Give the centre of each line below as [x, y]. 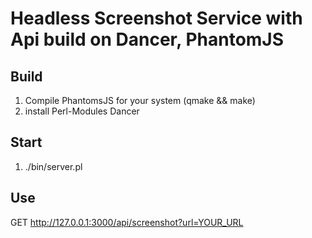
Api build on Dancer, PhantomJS [147, 39]
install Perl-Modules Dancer [82, 111]
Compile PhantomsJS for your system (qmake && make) [140, 100]
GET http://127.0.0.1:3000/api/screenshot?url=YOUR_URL [127, 222]
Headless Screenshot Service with [156, 18]
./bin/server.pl [53, 166]
